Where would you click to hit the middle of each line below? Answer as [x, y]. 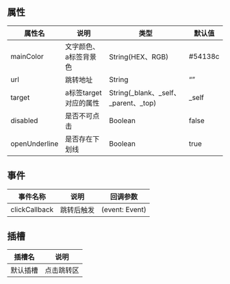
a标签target [83, 92]
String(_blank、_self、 [145, 92]
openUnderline [35, 144]
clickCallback [32, 209]
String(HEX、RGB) [139, 57]
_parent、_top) [133, 103]
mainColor [27, 56]
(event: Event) [124, 209]
